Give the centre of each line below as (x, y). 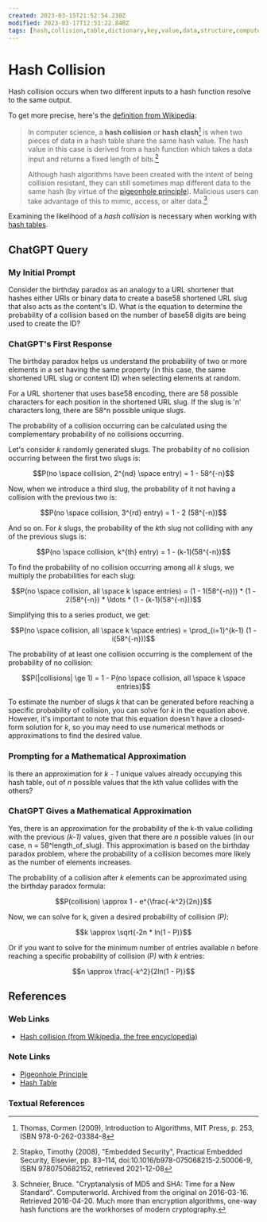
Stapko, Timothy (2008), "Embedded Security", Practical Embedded (131, 1152)
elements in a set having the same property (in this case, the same (117, 369)
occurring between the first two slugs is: (74, 458)
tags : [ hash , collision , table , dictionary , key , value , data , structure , (122, 30)
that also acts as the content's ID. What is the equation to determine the (126, 306)
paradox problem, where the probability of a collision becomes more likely (130, 853)
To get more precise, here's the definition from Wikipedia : (103, 115)
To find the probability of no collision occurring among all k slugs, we (121, 567)
